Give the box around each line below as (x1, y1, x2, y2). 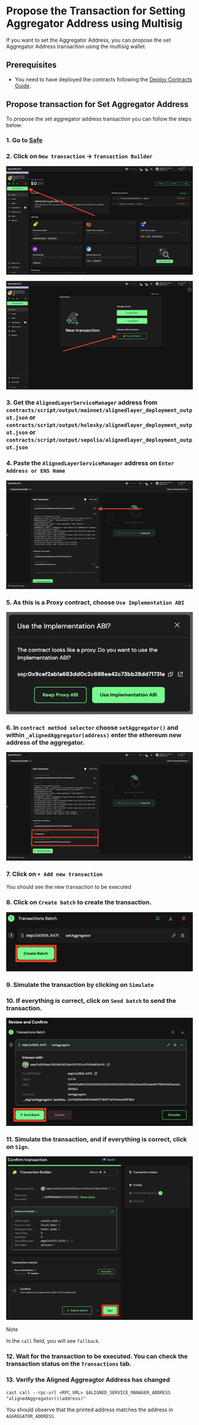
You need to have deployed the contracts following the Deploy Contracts (14, 76, 192, 83)
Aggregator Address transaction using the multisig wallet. (6, 43, 147, 50)
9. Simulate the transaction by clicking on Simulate (6, 981, 154, 989)
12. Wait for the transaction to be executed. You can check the (6, 1352, 188, 1360)
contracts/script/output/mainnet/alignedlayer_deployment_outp (6, 407, 192, 414)
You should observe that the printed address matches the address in (6, 1406, 174, 1413)
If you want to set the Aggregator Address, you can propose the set (6, 36, 171, 43)
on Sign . (6, 1143, 30, 1151)
